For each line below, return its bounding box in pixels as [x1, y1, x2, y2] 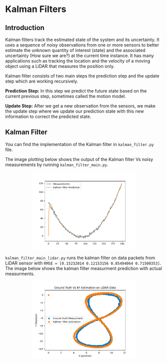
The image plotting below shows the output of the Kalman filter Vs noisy [5, 156, 154, 162]
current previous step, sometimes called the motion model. [5, 93, 126, 99]
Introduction [5, 23, 45, 32]
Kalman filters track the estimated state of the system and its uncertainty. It [5, 36, 160, 42]
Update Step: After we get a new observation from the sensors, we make [5, 103, 156, 108]
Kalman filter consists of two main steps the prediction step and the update [5, 73, 160, 78]
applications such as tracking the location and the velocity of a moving [5, 58, 151, 63]
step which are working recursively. [5, 78, 78, 84]
